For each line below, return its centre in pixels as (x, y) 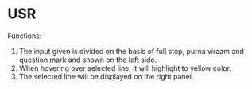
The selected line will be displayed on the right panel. (106, 76)
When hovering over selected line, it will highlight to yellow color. (125, 68)
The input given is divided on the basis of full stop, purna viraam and (131, 51)
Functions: (25, 36)
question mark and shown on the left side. (88, 60)
